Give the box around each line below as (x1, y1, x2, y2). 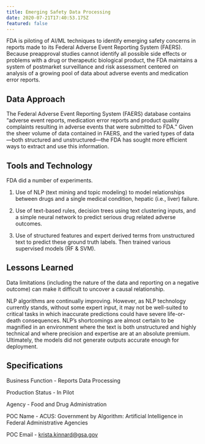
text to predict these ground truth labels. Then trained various (15, 238, 171, 246)
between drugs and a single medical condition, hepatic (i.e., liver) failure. (15, 195, 199, 202)
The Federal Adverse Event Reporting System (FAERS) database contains (6, 110, 191, 118)
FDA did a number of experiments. (6, 177, 93, 184)
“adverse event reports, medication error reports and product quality (6, 117, 179, 124)
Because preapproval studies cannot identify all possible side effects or (6, 50, 187, 58)
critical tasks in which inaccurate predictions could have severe (6, 310, 166, 317)
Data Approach (6, 94, 65, 104)
